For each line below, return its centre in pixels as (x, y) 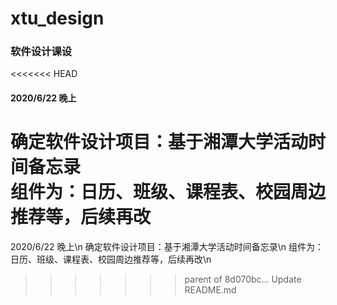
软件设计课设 (41, 52)
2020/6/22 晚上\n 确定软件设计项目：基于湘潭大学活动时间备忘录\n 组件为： (167, 247)
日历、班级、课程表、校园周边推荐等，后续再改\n (111, 259)
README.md (210, 290)
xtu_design (57, 18)
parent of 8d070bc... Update (243, 279)
